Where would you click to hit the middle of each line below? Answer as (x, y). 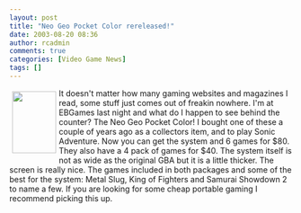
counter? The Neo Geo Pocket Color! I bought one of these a (171, 121)
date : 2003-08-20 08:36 (54, 34)
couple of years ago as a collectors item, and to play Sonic (167, 131)
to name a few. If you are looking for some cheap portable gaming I (133, 189)
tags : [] (26, 68)
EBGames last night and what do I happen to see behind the (169, 112)
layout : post (34, 18)
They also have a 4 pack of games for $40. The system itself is (175, 150)
